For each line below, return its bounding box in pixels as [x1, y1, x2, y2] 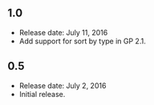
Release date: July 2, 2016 [18, 80, 107, 91]
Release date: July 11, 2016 [18, 27, 108, 37]
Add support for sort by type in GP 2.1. [18, 36, 146, 46]
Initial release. [18, 89, 66, 99]
